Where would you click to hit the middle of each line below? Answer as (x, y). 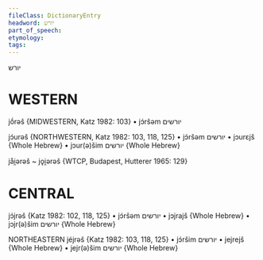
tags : (17, 45)
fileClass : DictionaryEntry (55, 15)
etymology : (26, 38)
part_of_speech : (35, 30)
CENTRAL (41, 194)
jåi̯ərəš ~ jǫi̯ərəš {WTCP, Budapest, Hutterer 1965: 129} (98, 161)
